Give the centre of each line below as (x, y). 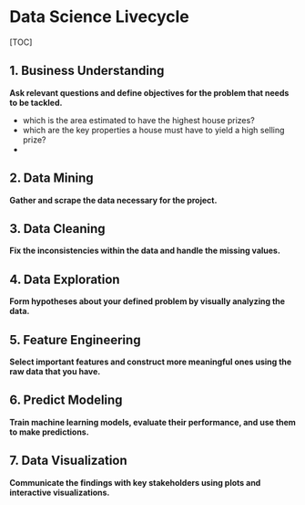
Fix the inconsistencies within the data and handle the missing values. (145, 251)
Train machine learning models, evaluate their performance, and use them (152, 422)
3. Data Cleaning (58, 229)
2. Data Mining (51, 179)
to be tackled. (36, 102)
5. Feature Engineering (75, 340)
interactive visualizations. (60, 492)
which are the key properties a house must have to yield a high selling (153, 130)
